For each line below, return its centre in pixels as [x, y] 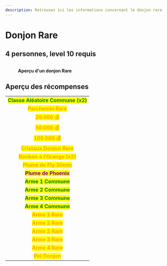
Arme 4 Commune [47, 206]
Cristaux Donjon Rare [47, 148]
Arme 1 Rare [47, 215]
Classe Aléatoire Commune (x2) [47, 100]
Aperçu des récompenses [47, 87]
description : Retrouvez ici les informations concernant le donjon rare [84, 10]
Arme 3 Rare [47, 240]
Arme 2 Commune [47, 190]
